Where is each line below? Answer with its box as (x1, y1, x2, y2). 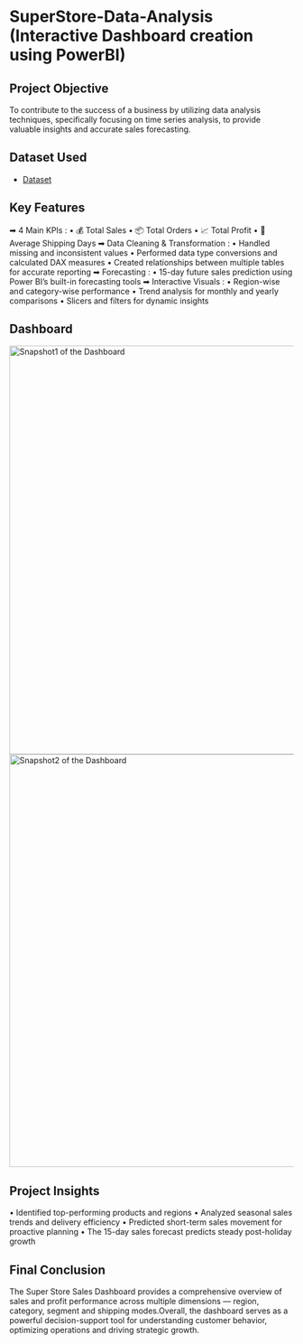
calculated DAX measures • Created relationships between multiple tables (9, 257, 285, 267)
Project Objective (9, 80, 109, 96)
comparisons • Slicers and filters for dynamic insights (9, 295, 209, 306)
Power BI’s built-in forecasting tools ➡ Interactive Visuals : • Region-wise (9, 275, 280, 286)
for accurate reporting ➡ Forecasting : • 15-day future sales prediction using (9, 266, 293, 277)
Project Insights (9, 1183, 100, 1199)
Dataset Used (9, 150, 87, 165)
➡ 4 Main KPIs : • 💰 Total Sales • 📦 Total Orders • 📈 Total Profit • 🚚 (9, 224, 266, 236)
